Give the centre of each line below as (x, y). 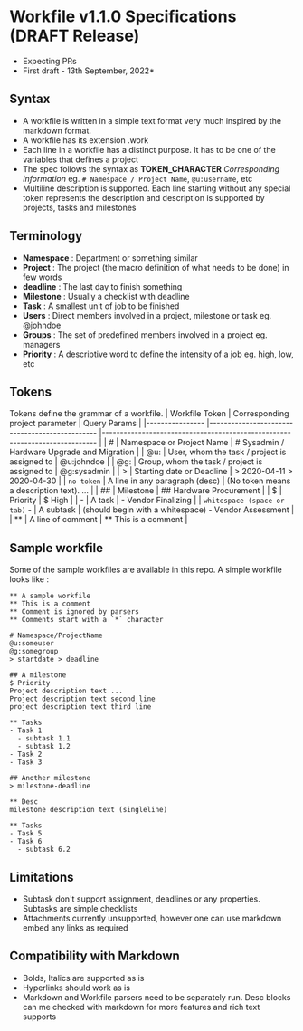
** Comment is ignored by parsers (75, 612)
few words (42, 277)
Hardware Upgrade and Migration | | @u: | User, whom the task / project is (148, 452)
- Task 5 (26, 834)
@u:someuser (32, 644)
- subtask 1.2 (44, 747)
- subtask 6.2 (44, 850)
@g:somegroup (34, 652)
